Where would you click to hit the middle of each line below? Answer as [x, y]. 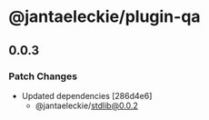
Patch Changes [43, 76]
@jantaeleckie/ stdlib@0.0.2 [86, 105]
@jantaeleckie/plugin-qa [104, 17]
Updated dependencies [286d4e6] [87, 95]
